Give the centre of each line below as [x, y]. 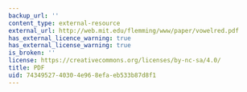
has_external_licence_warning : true [70, 38]
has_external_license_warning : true [70, 46]
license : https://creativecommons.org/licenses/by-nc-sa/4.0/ [115, 61]
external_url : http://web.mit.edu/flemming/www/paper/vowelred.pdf [124, 30]
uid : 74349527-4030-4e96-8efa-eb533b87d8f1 [82, 75]
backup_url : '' [34, 16]
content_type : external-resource [64, 23]
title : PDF [27, 68]
